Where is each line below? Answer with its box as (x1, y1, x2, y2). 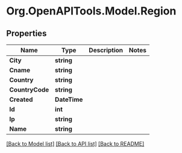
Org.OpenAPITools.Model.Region (6, 4, 177, 18)
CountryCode (9, 86, 49, 94)
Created (9, 95, 33, 104)
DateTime (55, 95, 83, 104)
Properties (6, 28, 47, 39)
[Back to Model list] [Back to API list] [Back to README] (6, 140, 145, 147)
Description (89, 46, 124, 54)
